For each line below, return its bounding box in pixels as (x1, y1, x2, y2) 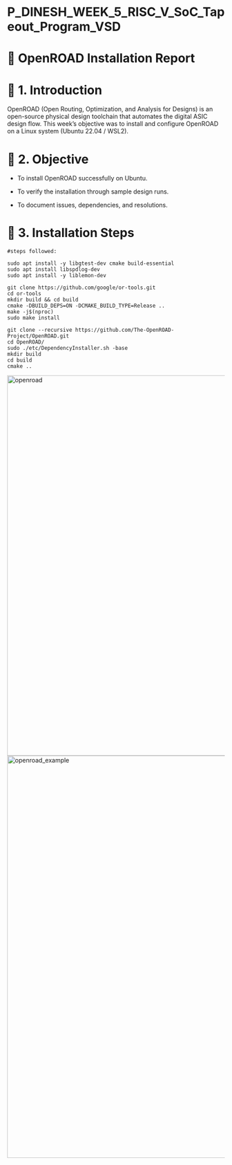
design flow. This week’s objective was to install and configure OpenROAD (7, 120, 219, 128)
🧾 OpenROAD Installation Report (7, 50, 195, 66)
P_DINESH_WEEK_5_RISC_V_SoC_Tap (7, 4, 225, 20)
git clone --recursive (7, 326, 72, 334)
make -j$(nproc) (7, 308, 54, 315)
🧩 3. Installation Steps (7, 225, 135, 241)
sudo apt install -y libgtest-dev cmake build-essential (7, 260, 175, 267)
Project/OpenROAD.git (7, 333, 70, 339)
